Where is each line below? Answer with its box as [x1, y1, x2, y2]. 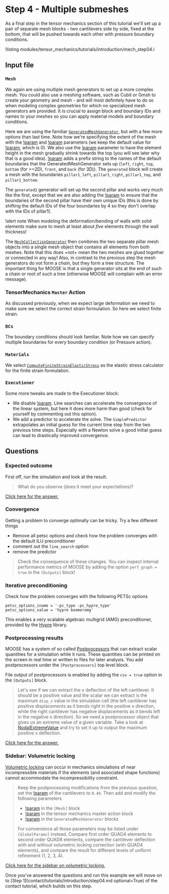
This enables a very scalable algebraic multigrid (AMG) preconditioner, [5, 616, 152, 623]
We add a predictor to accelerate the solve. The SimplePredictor [12, 416, 147, 422]
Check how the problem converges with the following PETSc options [5, 593, 148, 600]
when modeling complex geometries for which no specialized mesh [5, 102, 146, 108]
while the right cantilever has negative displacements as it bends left [17, 708, 160, 714]
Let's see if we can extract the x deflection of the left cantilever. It [17, 687, 154, 693]
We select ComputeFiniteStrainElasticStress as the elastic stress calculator [5, 362, 164, 368]
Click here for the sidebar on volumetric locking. [5, 862, 105, 868]
